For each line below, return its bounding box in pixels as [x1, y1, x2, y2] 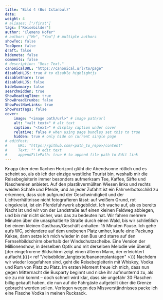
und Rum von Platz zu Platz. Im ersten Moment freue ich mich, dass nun [5, 264, 149, 270]
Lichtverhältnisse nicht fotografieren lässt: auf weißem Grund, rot [5, 197, 136, 202]
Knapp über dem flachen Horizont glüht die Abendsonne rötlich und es [5, 165, 147, 171]
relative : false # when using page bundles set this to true [14, 130, 140, 135]
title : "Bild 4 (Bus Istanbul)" [5, 7, 71, 12]
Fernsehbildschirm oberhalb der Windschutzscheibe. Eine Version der [5, 238, 145, 244]
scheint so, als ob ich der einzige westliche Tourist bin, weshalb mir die [5, 171, 148, 177]
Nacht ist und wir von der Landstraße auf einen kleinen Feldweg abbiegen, [5, 207, 155, 213]
